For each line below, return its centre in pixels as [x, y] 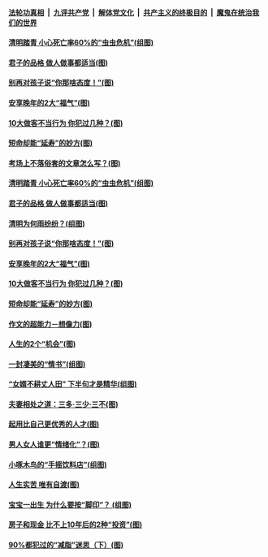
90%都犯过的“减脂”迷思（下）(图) [66, 545]
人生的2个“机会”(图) [42, 344]
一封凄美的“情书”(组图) [47, 364]
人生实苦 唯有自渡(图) [44, 485]
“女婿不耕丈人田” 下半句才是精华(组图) [73, 384]
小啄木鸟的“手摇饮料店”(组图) [58, 464]
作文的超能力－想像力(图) [50, 324]
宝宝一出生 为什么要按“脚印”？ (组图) [70, 504]
